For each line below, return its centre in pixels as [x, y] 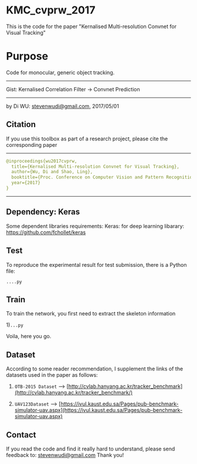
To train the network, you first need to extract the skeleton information [91, 314]
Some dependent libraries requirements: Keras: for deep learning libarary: [95, 226]
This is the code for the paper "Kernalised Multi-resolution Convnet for [91, 26]
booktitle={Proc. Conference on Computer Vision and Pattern [88, 177]
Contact [21, 434]
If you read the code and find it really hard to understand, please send [91, 449]
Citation [21, 124]
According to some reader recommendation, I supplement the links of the [95, 369]
